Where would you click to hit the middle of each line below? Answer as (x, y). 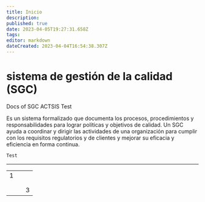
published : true (27, 23)
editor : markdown (28, 40)
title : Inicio (24, 12)
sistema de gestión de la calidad (89, 77)
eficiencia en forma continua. (43, 144)
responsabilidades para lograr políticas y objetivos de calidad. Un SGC (95, 125)
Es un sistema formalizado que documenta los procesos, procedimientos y (100, 118)
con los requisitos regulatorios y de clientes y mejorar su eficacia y (91, 138)
